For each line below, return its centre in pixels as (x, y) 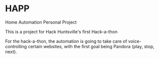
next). (11, 52)
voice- (135, 41)
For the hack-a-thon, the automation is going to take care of (66, 41)
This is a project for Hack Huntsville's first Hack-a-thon (61, 31)
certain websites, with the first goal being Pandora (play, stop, (91, 46)
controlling (16, 46)
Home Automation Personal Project (41, 22)
